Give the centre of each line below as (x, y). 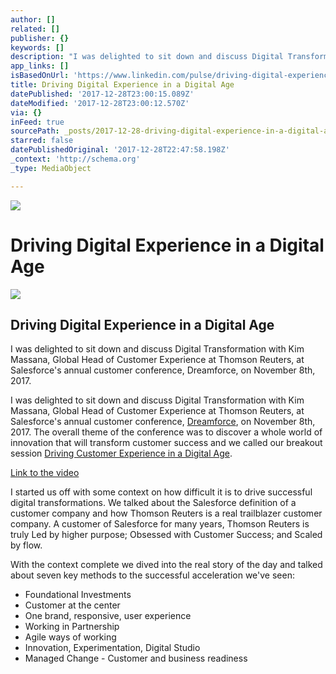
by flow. (26, 545)
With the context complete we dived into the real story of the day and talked (166, 565)
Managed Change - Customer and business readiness (136, 658)
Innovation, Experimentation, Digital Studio (112, 648)
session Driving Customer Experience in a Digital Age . (121, 453)
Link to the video (45, 473)
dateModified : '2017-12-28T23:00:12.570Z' (100, 103)
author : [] (33, 19)
